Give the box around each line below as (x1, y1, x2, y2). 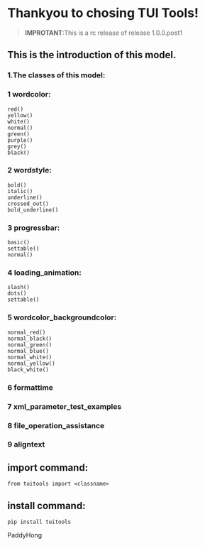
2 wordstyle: (7, 165, 52, 175)
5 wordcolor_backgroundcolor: (7, 312, 117, 322)
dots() (7, 290, 27, 297)
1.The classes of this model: (7, 70, 106, 80)
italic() (7, 187, 33, 195)
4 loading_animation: (7, 268, 82, 278)
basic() (7, 239, 31, 246)
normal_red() (7, 329, 46, 336)
